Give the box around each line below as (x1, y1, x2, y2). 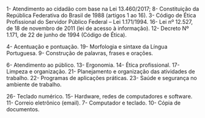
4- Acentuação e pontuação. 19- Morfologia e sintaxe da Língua (6, 43, 168, 50)
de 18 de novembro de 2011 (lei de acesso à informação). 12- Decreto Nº (6, 24, 189, 32)
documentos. (6, 106, 40, 112)
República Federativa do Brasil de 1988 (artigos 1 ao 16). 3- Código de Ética (6, 12, 196, 19)
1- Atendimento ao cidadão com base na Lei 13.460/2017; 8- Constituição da (6, 6, 199, 12)
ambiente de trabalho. (6, 81, 62, 88)
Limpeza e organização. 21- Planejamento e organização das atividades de (6, 68, 195, 75)
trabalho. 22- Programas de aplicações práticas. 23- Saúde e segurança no (6, 75, 197, 81)
